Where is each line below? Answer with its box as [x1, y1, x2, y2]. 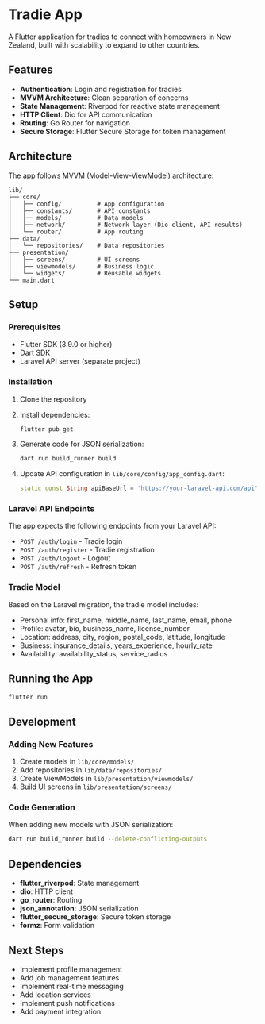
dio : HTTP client [19, 887, 74, 896]
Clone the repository [19, 395, 87, 404]
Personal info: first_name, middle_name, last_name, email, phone [19, 615, 232, 625]
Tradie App [8, 6, 83, 24]
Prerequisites [8, 321, 61, 333]
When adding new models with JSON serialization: [8, 820, 174, 830]
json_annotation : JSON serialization [19, 903, 139, 914]
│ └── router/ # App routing [8, 228, 144, 236]
